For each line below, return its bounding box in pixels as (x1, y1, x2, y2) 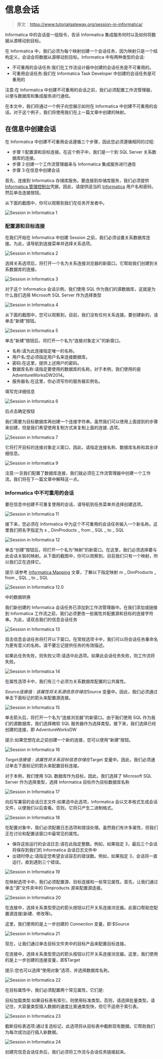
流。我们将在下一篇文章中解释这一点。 (5, 476, 81, 482)
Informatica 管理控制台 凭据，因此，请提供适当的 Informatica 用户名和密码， (5, 183, 156, 189)
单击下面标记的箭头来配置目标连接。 (9, 763, 81, 769)
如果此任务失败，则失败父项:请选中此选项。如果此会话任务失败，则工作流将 (5, 653, 155, 659)
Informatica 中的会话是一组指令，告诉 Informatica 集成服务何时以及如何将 (5, 32, 152, 37)
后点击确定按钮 (5, 408, 35, 414)
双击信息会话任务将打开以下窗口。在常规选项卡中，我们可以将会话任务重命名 (5, 636, 158, 642)
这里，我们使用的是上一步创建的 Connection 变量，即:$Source (5, 921, 130, 927)
